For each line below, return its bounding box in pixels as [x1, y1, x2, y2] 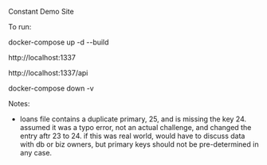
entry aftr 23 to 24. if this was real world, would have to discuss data [19, 131, 245, 140]
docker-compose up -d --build [8, 37, 109, 47]
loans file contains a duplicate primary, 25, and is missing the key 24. [19, 114, 247, 124]
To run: [8, 22, 32, 31]
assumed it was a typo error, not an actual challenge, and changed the [19, 123, 252, 132]
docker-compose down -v [8, 83, 94, 93]
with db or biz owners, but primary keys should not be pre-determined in [19, 140, 259, 149]
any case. [19, 148, 53, 157]
